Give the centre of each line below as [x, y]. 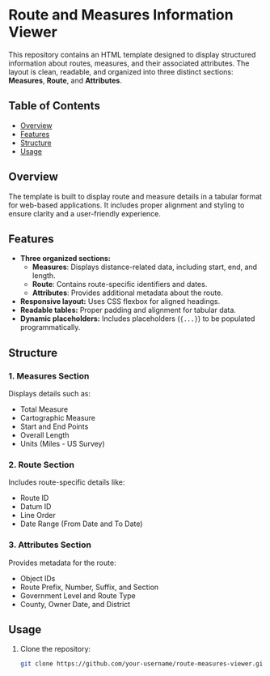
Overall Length [44, 435]
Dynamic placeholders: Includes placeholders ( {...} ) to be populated [137, 319]
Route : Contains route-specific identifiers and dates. [120, 285]
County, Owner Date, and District [75, 604]
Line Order [38, 516]
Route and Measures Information [121, 15]
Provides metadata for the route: [62, 563]
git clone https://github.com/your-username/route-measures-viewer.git [143, 664]
